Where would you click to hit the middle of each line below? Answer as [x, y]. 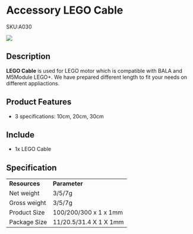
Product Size [27, 213]
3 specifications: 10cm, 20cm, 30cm [59, 116]
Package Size [28, 222]
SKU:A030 [19, 27]
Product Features [39, 102]
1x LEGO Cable [33, 149]
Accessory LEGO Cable [65, 10]
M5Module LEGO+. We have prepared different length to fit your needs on [97, 77]
